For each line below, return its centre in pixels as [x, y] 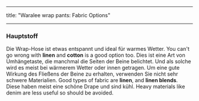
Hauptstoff [22, 36]
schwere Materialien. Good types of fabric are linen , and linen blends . [92, 80]
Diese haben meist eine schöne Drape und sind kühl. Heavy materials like [96, 87]
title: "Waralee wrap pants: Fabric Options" [58, 15]
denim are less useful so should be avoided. [60, 93]
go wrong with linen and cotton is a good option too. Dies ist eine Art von [96, 55]
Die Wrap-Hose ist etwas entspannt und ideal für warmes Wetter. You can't [98, 49]
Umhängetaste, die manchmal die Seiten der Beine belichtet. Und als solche [99, 61]
